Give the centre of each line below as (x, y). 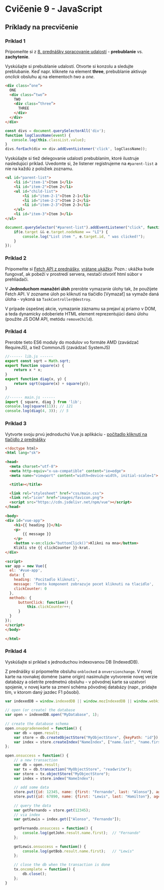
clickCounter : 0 (31, 589)
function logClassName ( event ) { (38, 135)
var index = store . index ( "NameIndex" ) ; (54, 779)
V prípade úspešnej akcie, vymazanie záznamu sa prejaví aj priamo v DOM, (81, 309)
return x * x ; (28, 370)
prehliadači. (17, 279)
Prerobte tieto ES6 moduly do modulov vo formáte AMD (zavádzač (72, 342)
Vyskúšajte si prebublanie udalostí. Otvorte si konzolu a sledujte (69, 66)
